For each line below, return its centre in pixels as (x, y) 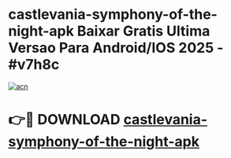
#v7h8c (34, 65)
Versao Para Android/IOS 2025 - (116, 48)
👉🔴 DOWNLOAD (64, 120)
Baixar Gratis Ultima (143, 31)
